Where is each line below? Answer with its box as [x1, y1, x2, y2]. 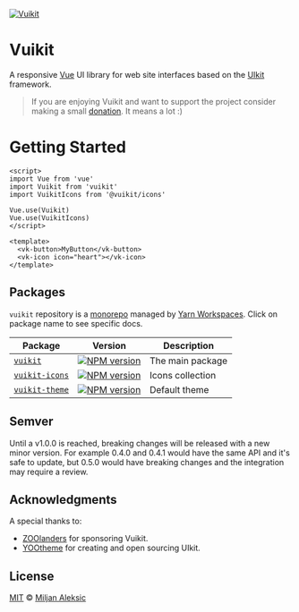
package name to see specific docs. [9, 318, 143, 328]
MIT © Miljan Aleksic [9, 592, 87, 603]
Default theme [149, 383, 209, 395]
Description [162, 339, 215, 352]
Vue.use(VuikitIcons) [9, 213, 90, 223]
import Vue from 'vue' [9, 174, 94, 183]
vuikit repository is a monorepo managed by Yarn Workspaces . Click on [9, 309, 278, 319]
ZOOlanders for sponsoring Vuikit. [21, 533, 149, 544]
